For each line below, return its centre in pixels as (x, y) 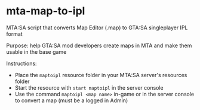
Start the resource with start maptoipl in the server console (89, 87)
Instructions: (21, 63)
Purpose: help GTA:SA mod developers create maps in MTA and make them (99, 45)
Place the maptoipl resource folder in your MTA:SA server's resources (101, 75)
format (14, 33)
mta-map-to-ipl (46, 11)
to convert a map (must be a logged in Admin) (71, 100)
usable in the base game (36, 51)
